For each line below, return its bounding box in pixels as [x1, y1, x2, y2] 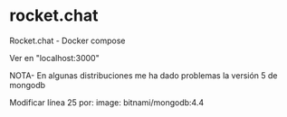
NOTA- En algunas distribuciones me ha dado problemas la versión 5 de [9, 69, 278, 81]
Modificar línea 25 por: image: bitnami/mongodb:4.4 [9, 96, 205, 108]
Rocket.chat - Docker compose [9, 35, 126, 46]
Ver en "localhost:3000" [9, 52, 100, 63]
